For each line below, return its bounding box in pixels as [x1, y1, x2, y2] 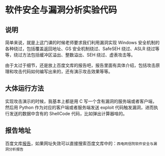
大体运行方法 [5, 84, 44, 93]
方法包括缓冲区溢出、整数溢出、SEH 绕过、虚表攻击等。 [22, 52, 136, 58]
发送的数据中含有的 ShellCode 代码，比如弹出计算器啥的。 [9, 110, 128, 116]
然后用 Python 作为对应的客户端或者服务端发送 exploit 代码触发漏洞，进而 [5, 104, 154, 110]
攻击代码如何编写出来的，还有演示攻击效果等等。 [13, 68, 113, 74]
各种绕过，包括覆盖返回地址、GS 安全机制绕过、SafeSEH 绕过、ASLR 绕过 [5, 46, 156, 52]
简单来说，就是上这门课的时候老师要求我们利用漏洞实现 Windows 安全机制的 [5, 40, 160, 45]
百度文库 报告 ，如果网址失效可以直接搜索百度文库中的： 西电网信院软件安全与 [5, 140, 154, 146]
